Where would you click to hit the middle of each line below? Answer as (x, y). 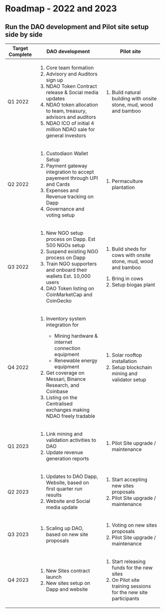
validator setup (129, 379)
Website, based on (68, 483)
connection (67, 348)
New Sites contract (68, 571)
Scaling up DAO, (65, 528)
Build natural (126, 92)
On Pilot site (126, 580)
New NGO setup (65, 233)
